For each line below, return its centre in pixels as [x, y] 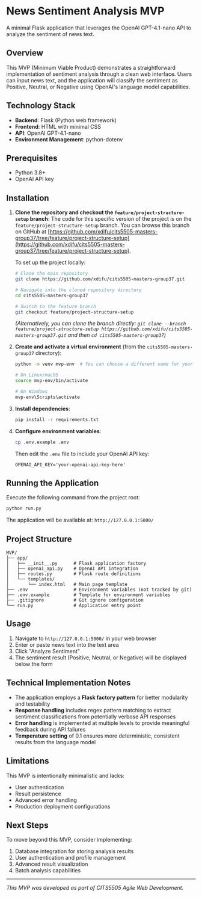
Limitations [28, 761]
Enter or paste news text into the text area [67, 644]
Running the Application [53, 483]
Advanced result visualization [51, 864]
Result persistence [38, 794]
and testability [32, 704]
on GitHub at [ [32, 232]
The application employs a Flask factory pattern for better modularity [101, 697]
